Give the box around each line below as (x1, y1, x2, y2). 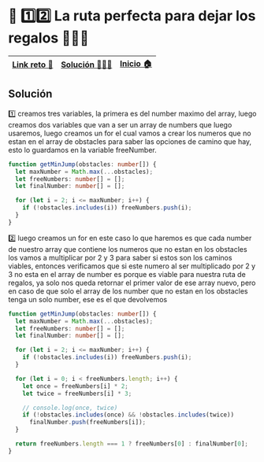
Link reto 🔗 (12, 59, 54, 70)
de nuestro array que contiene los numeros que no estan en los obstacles (8, 244, 247, 253)
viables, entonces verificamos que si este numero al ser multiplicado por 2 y (8, 261, 256, 271)
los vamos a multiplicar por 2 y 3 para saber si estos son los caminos (8, 253, 232, 262)
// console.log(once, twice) (22, 404, 118, 412)
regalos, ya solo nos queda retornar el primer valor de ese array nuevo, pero (8, 278, 256, 287)
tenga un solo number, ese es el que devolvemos (8, 294, 168, 304)
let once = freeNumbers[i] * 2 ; (22, 382, 128, 390)
